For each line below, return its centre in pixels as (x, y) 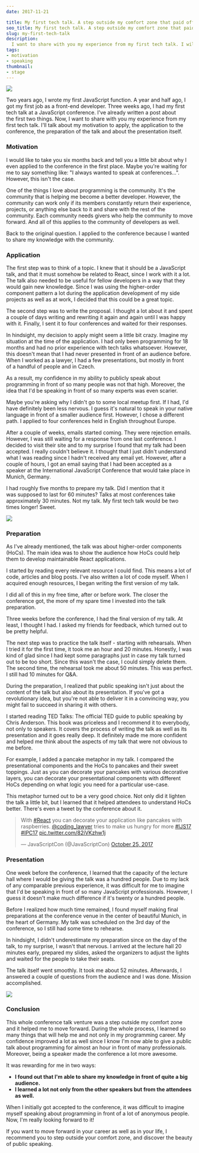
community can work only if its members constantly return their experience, (99, 203)
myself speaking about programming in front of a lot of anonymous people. (98, 1113)
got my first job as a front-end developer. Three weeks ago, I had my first (96, 106)
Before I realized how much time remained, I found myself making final (92, 909)
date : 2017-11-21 (28, 12)
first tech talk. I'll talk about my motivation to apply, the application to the (95, 125)
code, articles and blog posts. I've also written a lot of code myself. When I (97, 577)
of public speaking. (30, 1144)
